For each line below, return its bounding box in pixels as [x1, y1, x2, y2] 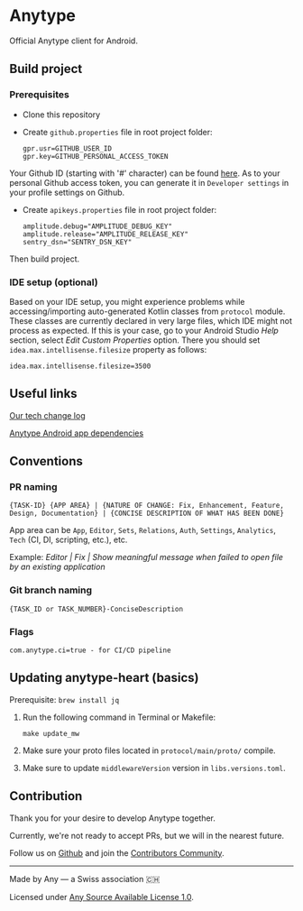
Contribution [9, 788, 83, 804]
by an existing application [9, 561, 106, 573]
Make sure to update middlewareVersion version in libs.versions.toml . [22, 762, 286, 773]
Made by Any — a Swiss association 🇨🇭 [9, 873, 161, 884]
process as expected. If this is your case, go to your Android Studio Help [9, 325, 280, 336]
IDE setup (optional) [9, 276, 98, 289]
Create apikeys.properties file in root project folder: [22, 204, 217, 215]
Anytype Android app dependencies [9, 428, 144, 438]
